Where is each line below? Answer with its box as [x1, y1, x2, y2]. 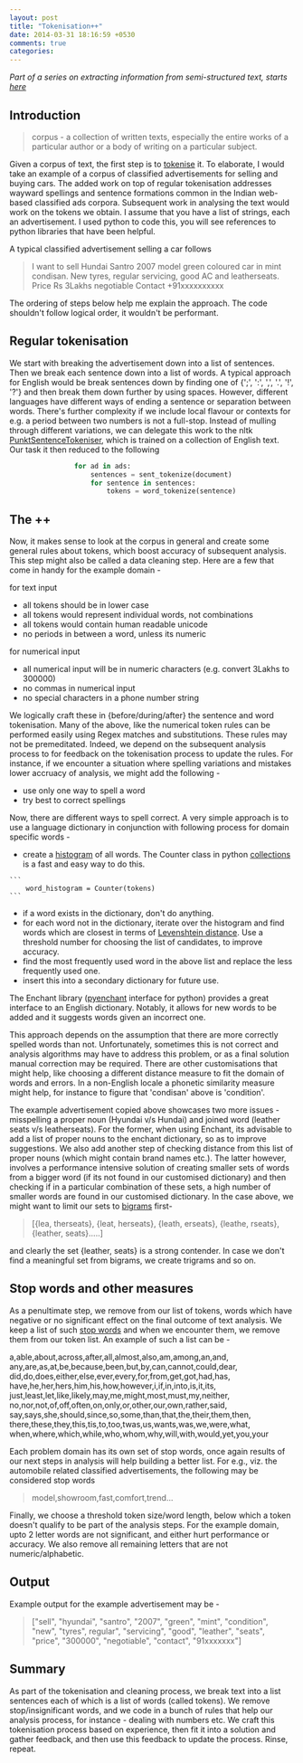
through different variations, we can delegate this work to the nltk [9, 424, 253, 435]
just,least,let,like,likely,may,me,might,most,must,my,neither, [9, 1389, 231, 1400]
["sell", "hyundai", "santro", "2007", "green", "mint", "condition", [31, 1616, 269, 1626]
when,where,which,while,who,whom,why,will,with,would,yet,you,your [9, 1428, 270, 1439]
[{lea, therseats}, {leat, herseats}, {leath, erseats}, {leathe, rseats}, [31, 1218, 280, 1229]
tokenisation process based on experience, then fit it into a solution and [9, 1724, 276, 1735]
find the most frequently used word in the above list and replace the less [22, 956, 293, 967]
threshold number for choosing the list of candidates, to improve [22, 937, 263, 948]
